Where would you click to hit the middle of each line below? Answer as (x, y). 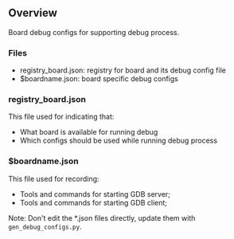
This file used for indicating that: (61, 117)
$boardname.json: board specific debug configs (99, 79)
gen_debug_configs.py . (45, 226)
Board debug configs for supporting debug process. (94, 32)
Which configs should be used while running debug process (118, 141)
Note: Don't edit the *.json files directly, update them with (102, 217)
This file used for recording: (54, 178)
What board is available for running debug (89, 132)
